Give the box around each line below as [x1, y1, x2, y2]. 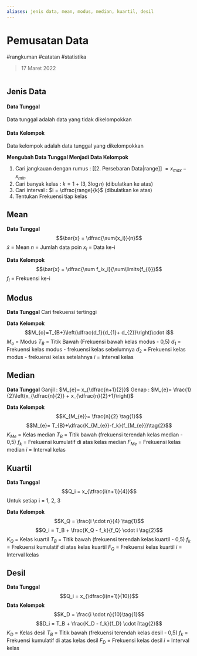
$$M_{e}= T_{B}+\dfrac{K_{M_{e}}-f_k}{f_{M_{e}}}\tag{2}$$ [26, 422, 172, 429]
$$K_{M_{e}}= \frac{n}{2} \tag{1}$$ [56, 412, 142, 419]
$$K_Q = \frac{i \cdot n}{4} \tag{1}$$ [54, 517, 144, 524]
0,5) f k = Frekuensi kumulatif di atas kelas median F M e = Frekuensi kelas [6, 439, 181, 447]
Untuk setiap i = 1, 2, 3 [6, 497, 61, 504]
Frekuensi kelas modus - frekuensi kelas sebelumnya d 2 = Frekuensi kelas [6, 346, 186, 354]
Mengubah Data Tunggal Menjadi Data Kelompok [6, 153, 128, 161]
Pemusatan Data [6, 33, 89, 47]
